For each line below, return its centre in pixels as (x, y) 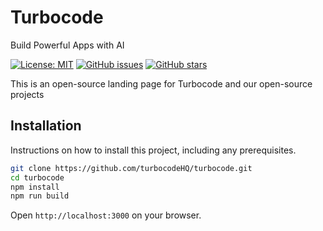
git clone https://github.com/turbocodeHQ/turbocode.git (131, 168)
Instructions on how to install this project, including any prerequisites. (153, 150)
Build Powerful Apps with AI (67, 45)
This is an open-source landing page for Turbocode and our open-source (161, 83)
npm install (35, 187)
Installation (46, 126)
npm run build (40, 196)
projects (27, 94)
